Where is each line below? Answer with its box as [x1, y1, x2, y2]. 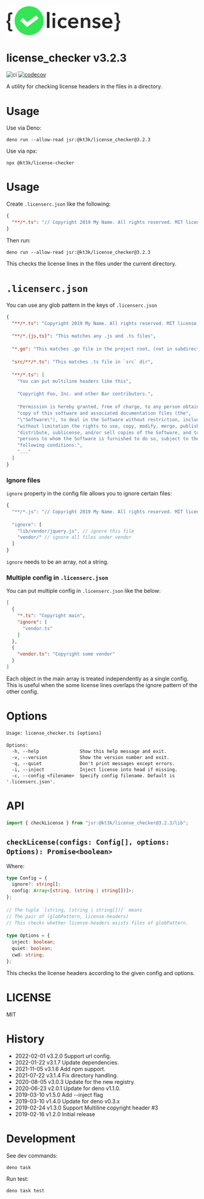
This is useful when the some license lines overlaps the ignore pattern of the [6, 681, 198, 688]
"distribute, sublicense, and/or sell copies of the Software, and [17, 429, 191, 436]
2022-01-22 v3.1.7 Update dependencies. [15, 1058, 120, 1066]
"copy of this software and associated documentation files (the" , [17, 410, 191, 416]
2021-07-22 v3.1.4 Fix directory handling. [15, 1071, 118, 1079]
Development [6, 1131, 76, 1145]
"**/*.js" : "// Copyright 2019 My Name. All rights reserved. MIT [12, 508, 183, 515]
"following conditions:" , [17, 442, 83, 449]
